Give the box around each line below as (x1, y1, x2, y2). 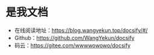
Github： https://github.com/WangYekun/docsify (14, 34, 135, 41)
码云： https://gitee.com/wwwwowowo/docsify (14, 42, 131, 49)
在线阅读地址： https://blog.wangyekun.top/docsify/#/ (14, 27, 148, 34)
